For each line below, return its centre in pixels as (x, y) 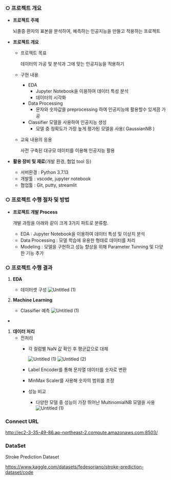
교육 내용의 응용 (36, 140)
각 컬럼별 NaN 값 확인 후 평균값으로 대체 (68, 349)
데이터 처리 (24, 331)
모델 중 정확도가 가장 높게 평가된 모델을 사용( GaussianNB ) (95, 129)
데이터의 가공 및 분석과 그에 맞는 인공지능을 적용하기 (72, 64)
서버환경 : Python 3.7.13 (45, 172)
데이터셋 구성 (34, 290)
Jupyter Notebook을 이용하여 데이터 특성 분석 (82, 91)
